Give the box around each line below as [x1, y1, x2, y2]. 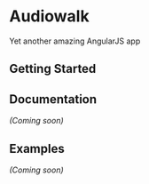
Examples [9, 140, 65, 156]
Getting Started [9, 61, 97, 76]
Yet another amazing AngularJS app [9, 36, 141, 46]
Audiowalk [9, 6, 90, 27]
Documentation [9, 92, 98, 107]
